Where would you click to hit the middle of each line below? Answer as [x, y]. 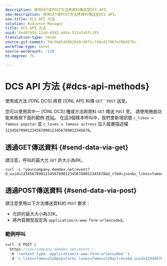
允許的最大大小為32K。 [36, 213]
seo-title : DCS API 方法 [30, 19]
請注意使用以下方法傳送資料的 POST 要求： [48, 203]
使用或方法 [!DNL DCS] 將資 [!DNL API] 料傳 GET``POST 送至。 [68, 101]
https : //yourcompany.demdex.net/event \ [52, 249]
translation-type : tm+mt [31, 38]
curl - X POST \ [21, 245]
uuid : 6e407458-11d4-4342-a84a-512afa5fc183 [52, 33]
